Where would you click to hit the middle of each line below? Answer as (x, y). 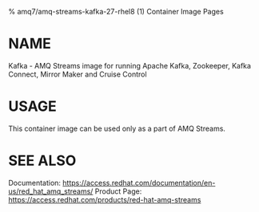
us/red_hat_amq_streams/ (51, 191)
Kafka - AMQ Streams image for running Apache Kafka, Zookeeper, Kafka (130, 65)
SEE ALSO (42, 161)
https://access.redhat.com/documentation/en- (139, 183)
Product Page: (118, 191)
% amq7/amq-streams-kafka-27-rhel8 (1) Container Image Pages (116, 12)
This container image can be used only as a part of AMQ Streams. (117, 128)
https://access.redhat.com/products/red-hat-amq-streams (105, 199)
